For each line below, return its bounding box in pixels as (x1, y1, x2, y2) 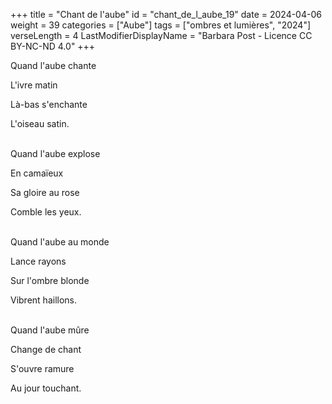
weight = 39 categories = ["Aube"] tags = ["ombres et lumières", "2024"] (10, 19, 312, 31)
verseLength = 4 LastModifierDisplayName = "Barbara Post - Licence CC (10, 30, 313, 41)
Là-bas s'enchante (10, 99, 88, 110)
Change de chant (10, 344, 82, 355)
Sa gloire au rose (10, 187, 80, 198)
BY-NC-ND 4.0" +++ (10, 40, 96, 52)
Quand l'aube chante (10, 60, 97, 71)
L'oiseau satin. (10, 118, 70, 129)
